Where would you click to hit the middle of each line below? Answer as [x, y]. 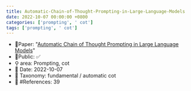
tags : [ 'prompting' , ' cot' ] [42, 28]
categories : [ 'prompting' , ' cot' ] [50, 22]
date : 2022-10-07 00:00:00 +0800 [47, 17]
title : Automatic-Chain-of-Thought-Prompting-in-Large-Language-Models [95, 11]
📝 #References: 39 [37, 82]
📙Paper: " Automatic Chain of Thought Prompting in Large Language [97, 44]
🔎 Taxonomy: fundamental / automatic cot [65, 76]
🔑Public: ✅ [28, 57]
